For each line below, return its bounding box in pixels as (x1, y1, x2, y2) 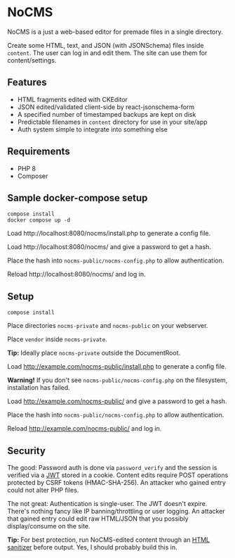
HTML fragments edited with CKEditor (17, 95, 128, 103)
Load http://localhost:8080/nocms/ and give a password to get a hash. (7, 243, 212, 251)
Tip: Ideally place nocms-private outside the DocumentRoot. (7, 349, 181, 357)
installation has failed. (7, 383, 70, 392)
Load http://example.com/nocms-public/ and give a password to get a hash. (7, 397, 227, 405)
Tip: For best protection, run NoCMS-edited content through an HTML (7, 535, 210, 544)
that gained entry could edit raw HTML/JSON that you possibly (7, 514, 189, 523)
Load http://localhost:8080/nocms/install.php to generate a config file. (7, 229, 211, 238)
